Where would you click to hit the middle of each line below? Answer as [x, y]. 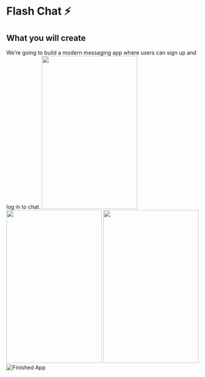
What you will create [46, 38]
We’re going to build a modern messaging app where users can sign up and [101, 53]
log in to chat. [23, 207]
